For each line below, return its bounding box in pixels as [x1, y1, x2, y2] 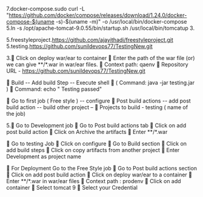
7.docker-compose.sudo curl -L [6, 5, 85, 12]
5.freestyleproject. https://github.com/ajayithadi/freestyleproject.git [6, 36, 174, 43]
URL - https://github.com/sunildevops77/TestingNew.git [6, 67, 145, 75]
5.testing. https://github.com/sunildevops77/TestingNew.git [6, 42, 153, 50]
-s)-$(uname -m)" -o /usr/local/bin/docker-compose [55, 18, 187, 25]
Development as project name [6, 153, 82, 160]
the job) [6, 110, 26, 117]
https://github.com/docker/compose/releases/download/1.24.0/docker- [8, 12, 187, 19]
